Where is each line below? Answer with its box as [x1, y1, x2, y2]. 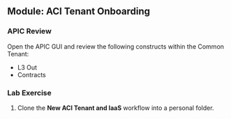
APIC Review [7, 26, 52, 36]
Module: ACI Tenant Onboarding [7, 6, 151, 17]
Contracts [17, 70, 47, 79]
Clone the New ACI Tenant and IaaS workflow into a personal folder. [17, 104, 214, 112]
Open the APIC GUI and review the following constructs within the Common [7, 42, 225, 51]
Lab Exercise [7, 88, 52, 97]
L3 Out [17, 63, 37, 72]
